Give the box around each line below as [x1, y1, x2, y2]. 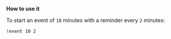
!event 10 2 [6, 28, 36, 34]
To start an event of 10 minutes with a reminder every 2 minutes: [6, 17, 166, 23]
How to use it [6, 5, 40, 12]
